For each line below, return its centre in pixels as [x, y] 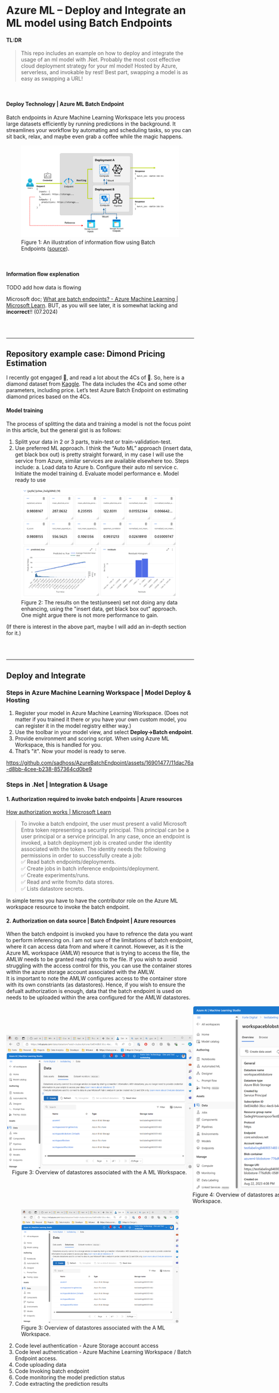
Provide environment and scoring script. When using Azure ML [92, 738]
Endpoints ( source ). [45, 249]
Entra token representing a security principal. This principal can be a [105, 830]
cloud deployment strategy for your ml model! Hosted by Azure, [99, 66]
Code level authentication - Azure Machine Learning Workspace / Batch [103, 1352]
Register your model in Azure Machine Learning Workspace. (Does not [102, 713]
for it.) [14, 633]
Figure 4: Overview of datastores [233, 1195]
